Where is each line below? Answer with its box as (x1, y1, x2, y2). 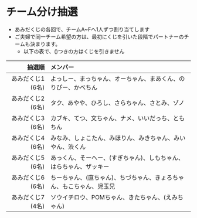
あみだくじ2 (11, 94, 45, 103)
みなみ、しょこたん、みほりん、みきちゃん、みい (50, 134, 186, 142)
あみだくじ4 (11, 134, 45, 142)
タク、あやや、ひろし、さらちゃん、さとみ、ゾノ (50, 98, 185, 107)
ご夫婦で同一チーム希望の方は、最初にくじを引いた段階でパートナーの (14, 33, 185, 40)
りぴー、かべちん (50, 83, 98, 91)
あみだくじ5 (11, 154, 45, 162)
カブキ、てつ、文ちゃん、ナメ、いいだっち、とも (50, 114, 185, 122)
